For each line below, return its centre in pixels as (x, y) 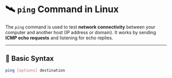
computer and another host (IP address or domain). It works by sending (81, 32)
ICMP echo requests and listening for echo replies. (59, 38)
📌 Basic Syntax (30, 59)
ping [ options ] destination (35, 70)
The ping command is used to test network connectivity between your (80, 27)
